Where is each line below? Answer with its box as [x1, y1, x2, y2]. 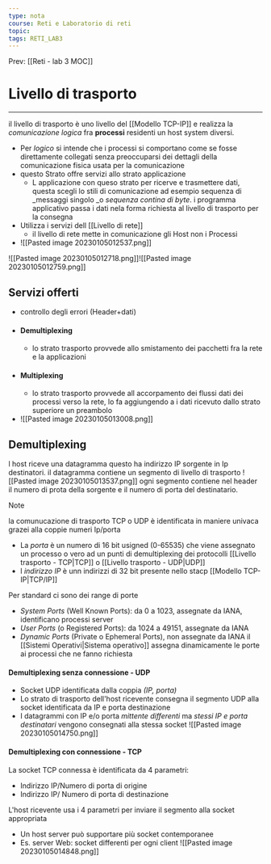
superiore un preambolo [31, 406, 113, 415]
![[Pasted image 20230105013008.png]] [19, 414, 153, 424]
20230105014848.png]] [19, 846, 99, 856]
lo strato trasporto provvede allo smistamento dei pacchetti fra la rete [31, 343, 263, 353]
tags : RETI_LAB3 [8, 34, 63, 43]
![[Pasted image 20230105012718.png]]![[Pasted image [8, 254, 192, 263]
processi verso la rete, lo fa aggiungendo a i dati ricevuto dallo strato [31, 397, 261, 407]
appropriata [8, 813, 48, 823]
